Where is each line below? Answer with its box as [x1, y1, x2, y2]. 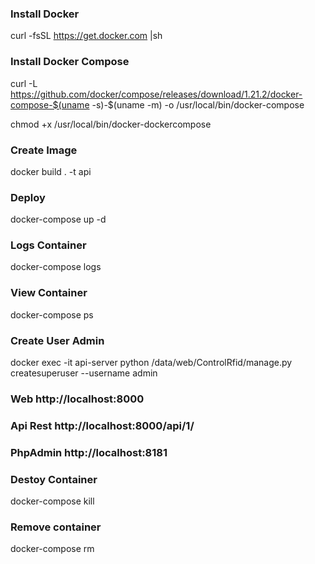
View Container [10, 286, 88, 300]
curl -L [10, 77, 38, 89]
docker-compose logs [10, 261, 102, 273]
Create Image [10, 143, 78, 157]
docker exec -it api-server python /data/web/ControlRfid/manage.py [10, 357, 293, 369]
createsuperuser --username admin [10, 367, 158, 379]
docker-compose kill [10, 495, 95, 507]
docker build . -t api [10, 165, 92, 177]
